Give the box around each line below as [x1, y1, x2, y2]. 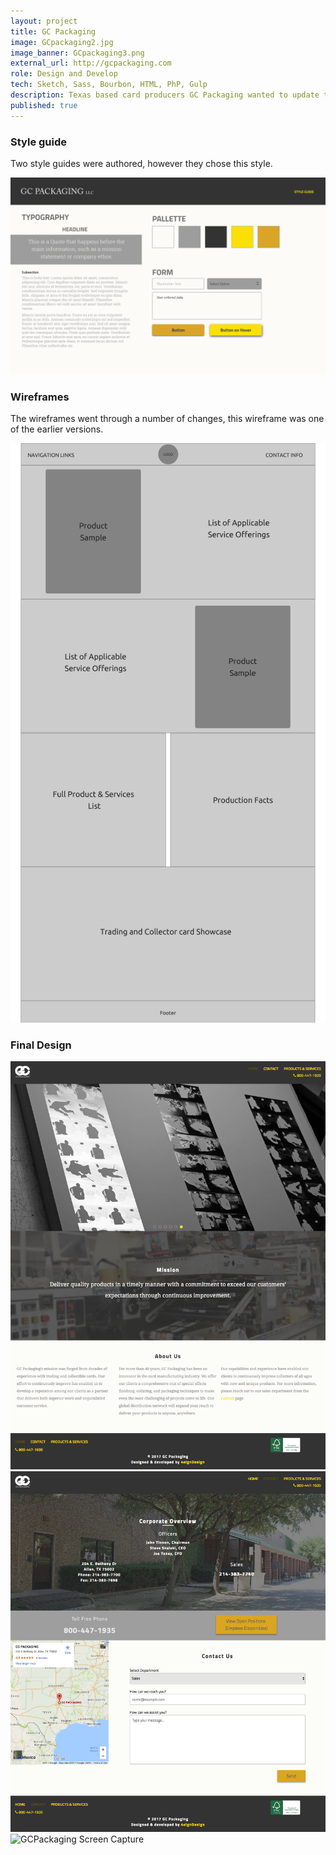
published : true [10, 100, 78, 110]
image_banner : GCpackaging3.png [10, 48, 145, 58]
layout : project [10, 16, 78, 26]
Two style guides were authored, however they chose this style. [10, 157, 273, 169]
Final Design [10, 1038, 72, 1052]
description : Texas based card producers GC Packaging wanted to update [10, 90, 320, 100]
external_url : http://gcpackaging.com [10, 58, 172, 69]
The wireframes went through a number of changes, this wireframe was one [10, 413, 325, 425]
